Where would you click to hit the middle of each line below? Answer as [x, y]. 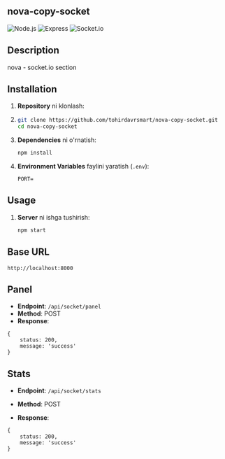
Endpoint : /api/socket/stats [59, 390]
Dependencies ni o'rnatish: [57, 140]
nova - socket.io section [42, 67]
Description [33, 51]
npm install [35, 153]
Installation [32, 89]
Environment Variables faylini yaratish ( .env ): [83, 167]
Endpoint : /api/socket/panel [59, 306]
